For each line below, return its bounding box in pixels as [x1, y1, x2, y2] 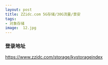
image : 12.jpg [5, 26, 37, 31]
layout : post [5, 7, 32, 12]
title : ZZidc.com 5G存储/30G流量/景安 [5, 12, 81, 17]
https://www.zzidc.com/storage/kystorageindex [5, 54, 103, 60]
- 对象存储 [5, 21, 25, 26]
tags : [5, 16, 16, 21]
